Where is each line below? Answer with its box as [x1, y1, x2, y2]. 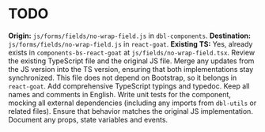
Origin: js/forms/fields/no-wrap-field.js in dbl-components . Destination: [8, 31, 252, 40]
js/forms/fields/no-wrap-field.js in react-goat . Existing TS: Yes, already [8, 39, 253, 48]
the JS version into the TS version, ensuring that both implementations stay [8, 64, 254, 74]
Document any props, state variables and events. [8, 115, 168, 124]
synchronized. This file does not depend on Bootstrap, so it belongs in [8, 73, 237, 82]
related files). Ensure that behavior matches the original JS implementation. [8, 106, 253, 115]
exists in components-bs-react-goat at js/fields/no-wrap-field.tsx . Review [8, 47, 256, 57]
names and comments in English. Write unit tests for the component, [8, 89, 232, 99]
